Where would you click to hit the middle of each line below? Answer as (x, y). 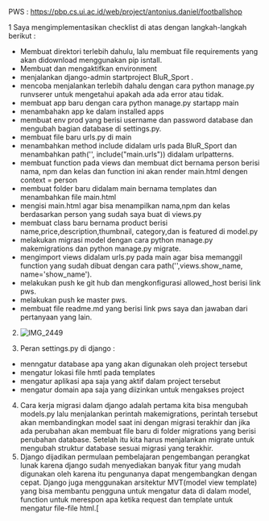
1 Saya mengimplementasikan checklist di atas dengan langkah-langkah (128, 27)
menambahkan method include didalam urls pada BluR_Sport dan (128, 146)
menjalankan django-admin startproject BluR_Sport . (107, 77)
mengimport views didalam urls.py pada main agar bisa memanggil (131, 257)
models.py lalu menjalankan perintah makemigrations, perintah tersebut (139, 414)
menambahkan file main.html (68, 197)
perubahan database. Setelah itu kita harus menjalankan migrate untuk (137, 440)
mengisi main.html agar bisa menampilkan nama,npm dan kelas (125, 206)
